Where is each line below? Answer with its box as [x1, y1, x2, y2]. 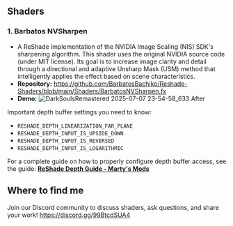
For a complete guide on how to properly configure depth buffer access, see [7, 157, 227, 165]
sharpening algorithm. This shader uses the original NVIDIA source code [17, 50, 225, 58]
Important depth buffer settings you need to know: [7, 107, 152, 116]
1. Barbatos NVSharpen [7, 27, 88, 36]
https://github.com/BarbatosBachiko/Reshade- [53, 80, 188, 88]
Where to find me [7, 185, 84, 197]
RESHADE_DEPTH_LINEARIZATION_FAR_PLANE [17, 122, 134, 130]
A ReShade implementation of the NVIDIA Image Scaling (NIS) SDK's [17, 42, 214, 51]
